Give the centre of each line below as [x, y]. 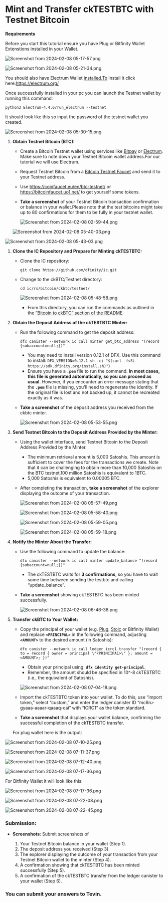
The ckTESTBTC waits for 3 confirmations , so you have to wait [93, 574]
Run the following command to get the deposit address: [77, 332]
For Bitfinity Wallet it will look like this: [44, 781]
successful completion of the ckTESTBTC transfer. [72, 723]
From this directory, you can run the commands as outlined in [91, 307]
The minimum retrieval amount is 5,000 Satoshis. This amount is [94, 457]
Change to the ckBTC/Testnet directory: [61, 279]
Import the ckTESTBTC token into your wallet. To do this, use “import [91, 697]
